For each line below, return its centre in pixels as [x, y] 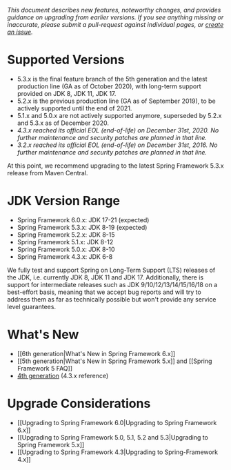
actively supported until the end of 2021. [74, 108]
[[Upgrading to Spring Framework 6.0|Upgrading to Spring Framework [117, 422]
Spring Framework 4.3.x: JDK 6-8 [65, 256]
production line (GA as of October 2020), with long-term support [109, 86]
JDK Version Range [64, 201]
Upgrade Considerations [79, 404]
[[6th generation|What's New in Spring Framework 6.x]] [96, 353]
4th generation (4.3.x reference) [63, 375]
